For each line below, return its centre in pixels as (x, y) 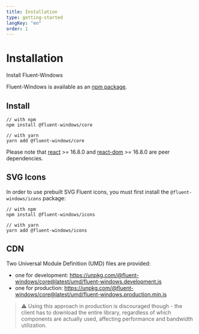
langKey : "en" (24, 23)
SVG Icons (26, 178)
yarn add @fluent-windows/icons (47, 230)
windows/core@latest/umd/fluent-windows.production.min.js (91, 294)
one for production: (39, 288)
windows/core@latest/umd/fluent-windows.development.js (88, 282)
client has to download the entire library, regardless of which (96, 312)
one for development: (41, 275)
